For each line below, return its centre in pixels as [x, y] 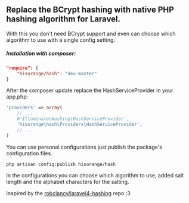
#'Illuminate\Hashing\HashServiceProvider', [73, 119]
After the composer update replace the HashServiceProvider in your [90, 90]
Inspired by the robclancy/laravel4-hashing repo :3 [69, 193]
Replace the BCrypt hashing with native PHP [90, 10]
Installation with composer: [41, 54]
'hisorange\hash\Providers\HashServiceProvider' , [80, 125]
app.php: [17, 97]
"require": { [22, 68]
